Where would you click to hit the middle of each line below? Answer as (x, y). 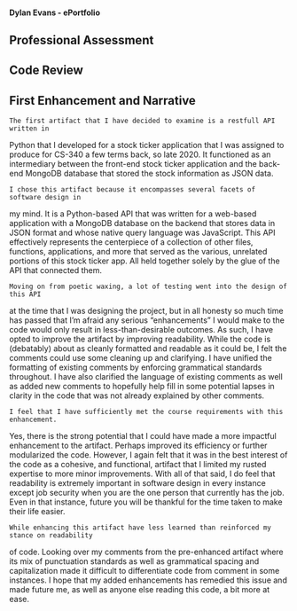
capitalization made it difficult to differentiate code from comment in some (145, 571)
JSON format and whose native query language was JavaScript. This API (143, 233)
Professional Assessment (82, 40)
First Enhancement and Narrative (103, 101)
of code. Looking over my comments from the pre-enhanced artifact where (146, 552)
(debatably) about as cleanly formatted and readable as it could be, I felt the (148, 349)
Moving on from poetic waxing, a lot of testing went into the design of (148, 287)
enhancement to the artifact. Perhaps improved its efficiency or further (138, 446)
